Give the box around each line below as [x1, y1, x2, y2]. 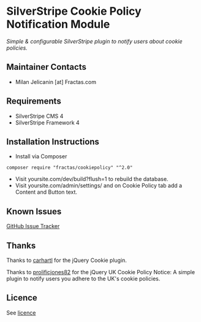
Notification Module [6, 17, 110, 31]
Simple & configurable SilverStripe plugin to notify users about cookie [6, 37, 183, 45]
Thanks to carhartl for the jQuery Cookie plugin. [6, 256, 127, 264]
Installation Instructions [6, 136, 100, 147]
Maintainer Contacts [6, 62, 87, 72]
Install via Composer [15, 153, 67, 160]
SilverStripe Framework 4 [15, 118, 80, 126]
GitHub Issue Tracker [6, 223, 60, 230]
